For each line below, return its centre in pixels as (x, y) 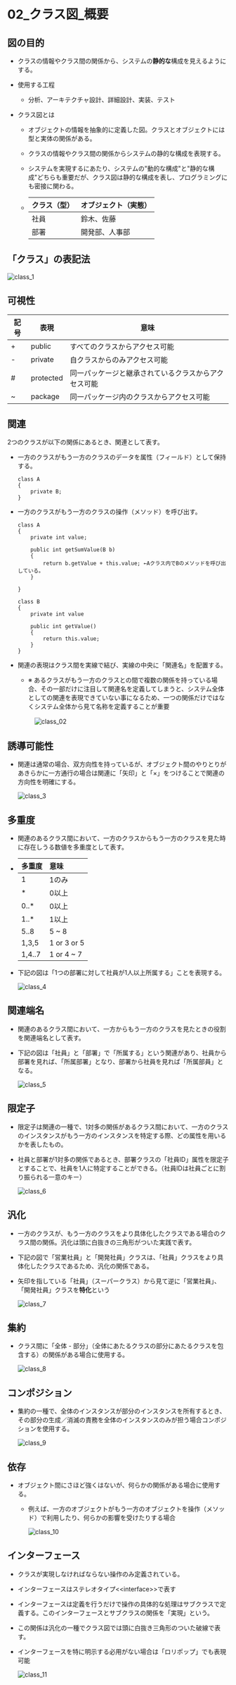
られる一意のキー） (58, 1177)
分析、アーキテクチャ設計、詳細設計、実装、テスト (101, 100)
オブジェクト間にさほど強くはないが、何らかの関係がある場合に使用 (116, 1485)
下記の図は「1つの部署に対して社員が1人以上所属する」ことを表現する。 (122, 973)
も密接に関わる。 (53, 186)
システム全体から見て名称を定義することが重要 (102, 706)
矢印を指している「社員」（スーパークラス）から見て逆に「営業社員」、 (119, 1281)
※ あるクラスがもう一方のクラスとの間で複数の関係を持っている (120, 680)
